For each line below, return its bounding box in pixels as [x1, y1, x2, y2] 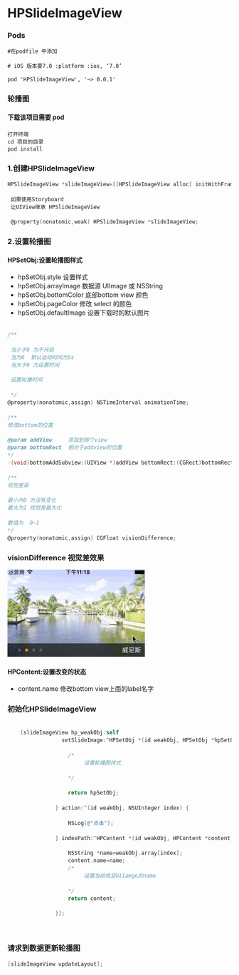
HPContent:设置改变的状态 [7, 667, 87, 676]
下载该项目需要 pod [7, 113, 65, 121]
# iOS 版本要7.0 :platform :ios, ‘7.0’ [7, 63, 122, 70]
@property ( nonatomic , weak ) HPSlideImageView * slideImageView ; [10, 218, 199, 226]
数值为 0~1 [7, 520, 40, 527]
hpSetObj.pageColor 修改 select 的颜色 [17, 300, 132, 308]
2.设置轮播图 [7, 237, 51, 247]
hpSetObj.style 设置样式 [17, 273, 88, 281]
